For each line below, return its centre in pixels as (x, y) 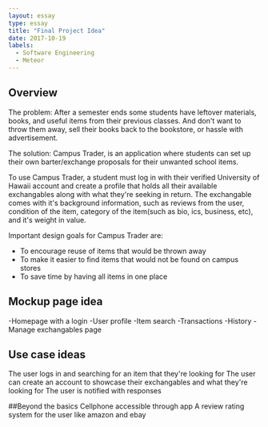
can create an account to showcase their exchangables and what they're (128, 382)
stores (30, 268)
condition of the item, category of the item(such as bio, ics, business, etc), (131, 211)
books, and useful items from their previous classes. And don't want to (125, 120)
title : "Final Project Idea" (57, 30)
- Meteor (30, 61)
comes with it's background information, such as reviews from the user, (126, 203)
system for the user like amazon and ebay (77, 415)
